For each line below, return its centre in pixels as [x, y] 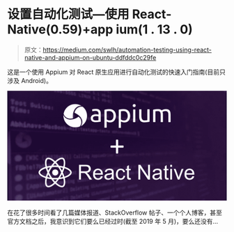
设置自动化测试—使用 [69, 14]
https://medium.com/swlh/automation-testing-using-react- [127, 49]
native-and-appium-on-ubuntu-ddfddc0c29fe [90, 57]
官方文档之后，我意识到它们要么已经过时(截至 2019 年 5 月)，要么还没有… [113, 221]
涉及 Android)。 [30, 80]
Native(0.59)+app [60, 30]
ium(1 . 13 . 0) [154, 30]
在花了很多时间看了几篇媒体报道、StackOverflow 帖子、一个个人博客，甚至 [115, 212]
